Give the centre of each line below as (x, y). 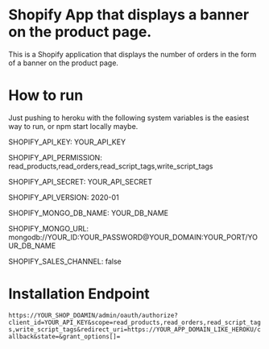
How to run (46, 96)
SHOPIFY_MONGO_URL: (49, 228)
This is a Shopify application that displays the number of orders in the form (132, 54)
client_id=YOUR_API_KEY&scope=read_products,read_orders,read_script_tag (135, 322)
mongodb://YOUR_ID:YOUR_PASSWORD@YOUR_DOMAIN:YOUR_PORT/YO (133, 237)
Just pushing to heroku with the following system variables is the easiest (129, 118)
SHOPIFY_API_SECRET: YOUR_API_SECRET (81, 181)
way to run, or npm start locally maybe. (73, 126)
